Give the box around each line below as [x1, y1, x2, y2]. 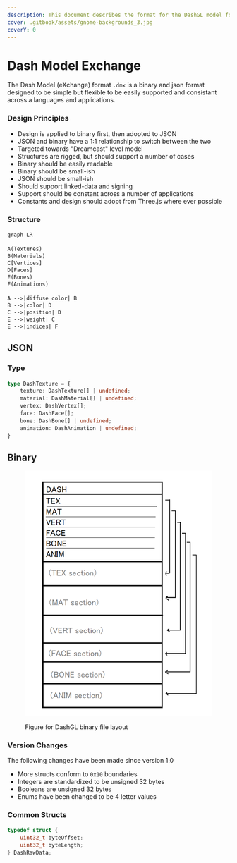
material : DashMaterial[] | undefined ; [20, 395, 138, 402]
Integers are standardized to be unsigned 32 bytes [17, 777, 165, 785]
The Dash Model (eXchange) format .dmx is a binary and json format [7, 81, 205, 90]
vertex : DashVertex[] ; [20, 403, 87, 410]
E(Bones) [7, 274, 33, 281]
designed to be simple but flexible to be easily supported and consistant [7, 88, 217, 97]
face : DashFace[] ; [20, 410, 74, 417]
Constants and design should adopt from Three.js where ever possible [17, 197, 223, 205]
